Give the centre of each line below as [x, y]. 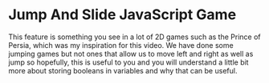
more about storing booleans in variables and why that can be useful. [123, 70]
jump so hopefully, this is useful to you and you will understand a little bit [128, 62]
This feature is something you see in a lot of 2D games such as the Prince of [134, 37]
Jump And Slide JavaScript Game [122, 15]
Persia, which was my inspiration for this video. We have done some [121, 45]
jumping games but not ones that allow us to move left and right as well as [131, 53]
